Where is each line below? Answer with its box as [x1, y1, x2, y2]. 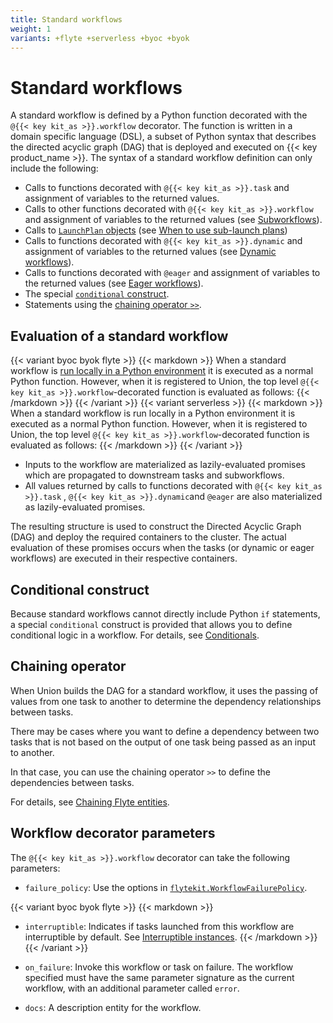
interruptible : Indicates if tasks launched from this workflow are [24, 920, 295, 932]
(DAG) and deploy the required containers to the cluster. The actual [10, 531, 287, 543]
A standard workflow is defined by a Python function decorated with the [10, 109, 308, 121]
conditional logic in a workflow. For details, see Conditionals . [10, 629, 260, 641]
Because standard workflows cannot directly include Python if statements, [10, 607, 321, 620]
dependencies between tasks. [10, 776, 135, 788]
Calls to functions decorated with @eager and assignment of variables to [24, 267, 321, 279]
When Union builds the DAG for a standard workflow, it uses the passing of [10, 684, 319, 696]
